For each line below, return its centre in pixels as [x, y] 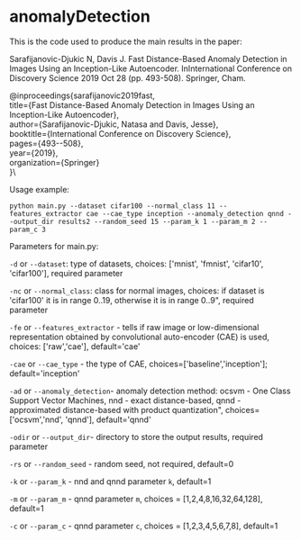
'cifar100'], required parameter [66, 273]
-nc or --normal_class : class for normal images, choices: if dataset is [137, 291]
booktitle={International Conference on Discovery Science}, [120, 133]
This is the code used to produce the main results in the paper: [126, 41]
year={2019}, [34, 153]
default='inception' [45, 373]
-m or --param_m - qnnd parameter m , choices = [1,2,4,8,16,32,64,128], [136, 499]
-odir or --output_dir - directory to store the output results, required [137, 436]
